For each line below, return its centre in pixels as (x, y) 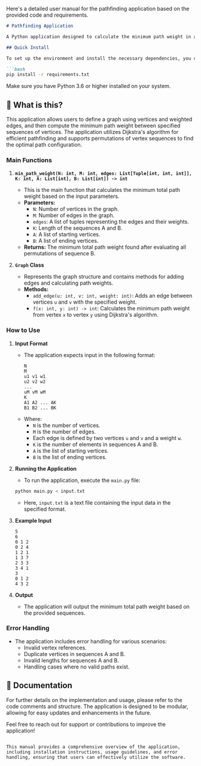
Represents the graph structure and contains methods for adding (104, 277)
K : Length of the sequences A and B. (77, 228)
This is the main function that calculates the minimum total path (102, 190)
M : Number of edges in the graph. (74, 215)
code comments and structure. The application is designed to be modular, (97, 706)
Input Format (31, 343)
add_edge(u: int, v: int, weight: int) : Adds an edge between (112, 296)
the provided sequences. (54, 613)
